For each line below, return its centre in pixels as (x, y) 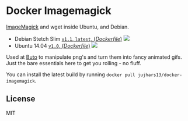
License (21, 99)
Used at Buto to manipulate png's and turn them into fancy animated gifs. (94, 57)
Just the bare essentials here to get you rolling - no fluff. (74, 63)
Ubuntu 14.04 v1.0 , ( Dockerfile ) (52, 45)
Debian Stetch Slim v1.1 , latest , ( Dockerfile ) (68, 38)
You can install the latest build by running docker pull (71, 74)
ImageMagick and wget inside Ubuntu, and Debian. (68, 27)
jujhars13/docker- (160, 75)
